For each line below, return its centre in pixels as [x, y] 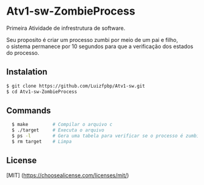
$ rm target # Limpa [42, 141]
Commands [29, 110]
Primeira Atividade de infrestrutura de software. [66, 28]
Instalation [27, 72]
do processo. [23, 52]
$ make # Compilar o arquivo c [62, 125]
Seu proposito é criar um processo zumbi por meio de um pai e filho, [92, 40]
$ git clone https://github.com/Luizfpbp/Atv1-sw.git [76, 86]
